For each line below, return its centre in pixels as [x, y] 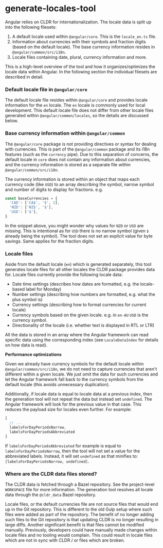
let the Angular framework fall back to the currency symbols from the [74, 379]
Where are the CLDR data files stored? [51, 474]
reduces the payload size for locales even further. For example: [68, 410]
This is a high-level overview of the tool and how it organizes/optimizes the [80, 67]
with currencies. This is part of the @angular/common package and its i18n [77, 149]
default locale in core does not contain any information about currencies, [78, 159]
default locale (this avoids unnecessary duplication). [57, 385]
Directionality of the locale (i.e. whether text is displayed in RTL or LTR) [83, 325]
